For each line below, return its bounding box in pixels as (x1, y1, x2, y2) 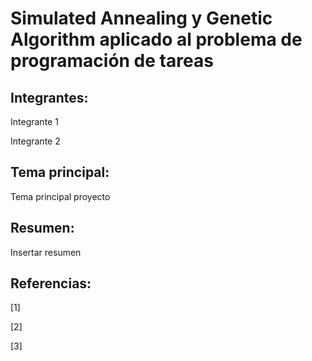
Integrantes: (10, 89, 89, 106)
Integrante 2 (10, 135, 61, 147)
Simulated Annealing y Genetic (10, 7, 273, 30)
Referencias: (10, 275, 92, 292)
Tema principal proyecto (10, 190, 111, 202)
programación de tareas (10, 50, 214, 72)
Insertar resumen (10, 246, 82, 258)
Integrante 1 (10, 116, 59, 127)
